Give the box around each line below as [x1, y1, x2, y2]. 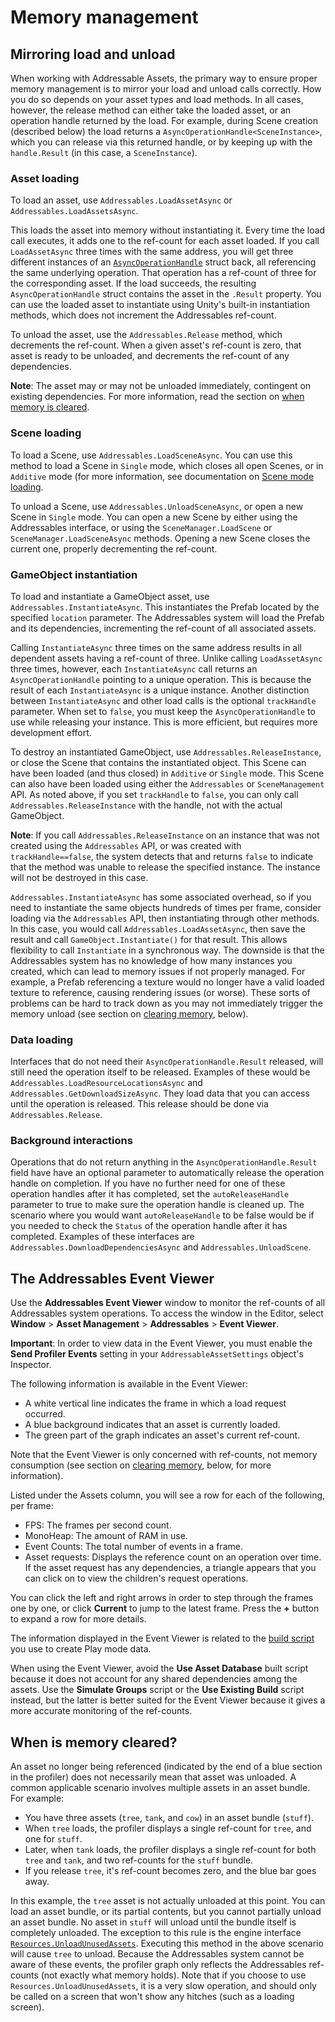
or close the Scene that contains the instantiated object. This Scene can [10, 756, 307, 768]
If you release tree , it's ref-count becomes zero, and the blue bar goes [24, 1865, 317, 1877]
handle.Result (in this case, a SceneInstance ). [10, 147, 198, 158]
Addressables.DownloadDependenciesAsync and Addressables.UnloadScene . [10, 1241, 312, 1253]
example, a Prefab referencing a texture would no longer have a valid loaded [10, 976, 325, 988]
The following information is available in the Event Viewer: [10, 1378, 249, 1390]
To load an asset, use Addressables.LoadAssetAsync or [10, 194, 233, 206]
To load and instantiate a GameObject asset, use [10, 590, 210, 602]
